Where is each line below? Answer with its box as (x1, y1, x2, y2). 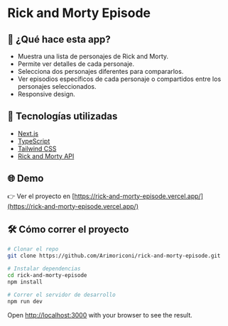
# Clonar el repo (7, 246, 59, 253)
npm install (7, 278, 43, 286)
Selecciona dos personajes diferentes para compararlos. (17, 67, 184, 75)
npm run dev (7, 298, 43, 305)
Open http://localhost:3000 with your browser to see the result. (7, 310, 193, 319)
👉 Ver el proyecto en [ (7, 192, 75, 200)
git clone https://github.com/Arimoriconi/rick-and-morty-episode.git (7, 252, 221, 260)
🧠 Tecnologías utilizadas (7, 110, 118, 122)
